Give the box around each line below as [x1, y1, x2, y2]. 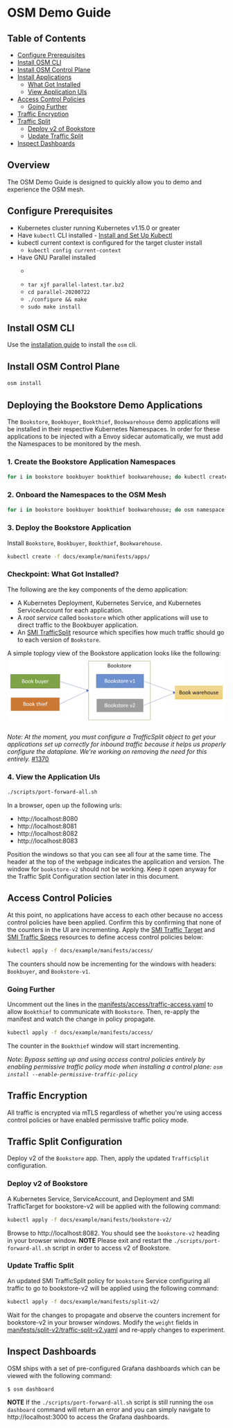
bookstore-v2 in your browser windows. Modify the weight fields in [7, 1318, 199, 1326]
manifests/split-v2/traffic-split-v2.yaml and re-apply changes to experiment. [7, 1325, 225, 1334]
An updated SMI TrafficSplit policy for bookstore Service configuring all [7, 1276, 210, 1284]
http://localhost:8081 [17, 822, 77, 830]
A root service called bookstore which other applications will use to [17, 613, 209, 621]
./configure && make [27, 296, 87, 303]
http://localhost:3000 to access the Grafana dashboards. [7, 1413, 170, 1421]
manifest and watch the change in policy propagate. [7, 1015, 156, 1023]
